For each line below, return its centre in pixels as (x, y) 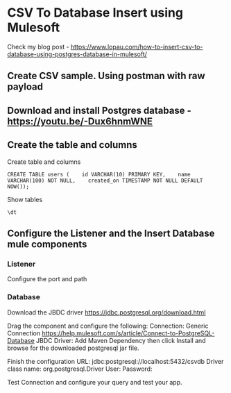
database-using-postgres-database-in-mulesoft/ (77, 54)
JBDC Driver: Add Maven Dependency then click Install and (121, 340)
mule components (47, 244)
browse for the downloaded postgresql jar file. (73, 348)
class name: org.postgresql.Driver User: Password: (80, 369)
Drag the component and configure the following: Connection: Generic (108, 326)
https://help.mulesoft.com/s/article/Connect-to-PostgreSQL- (128, 333)
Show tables (25, 199)
